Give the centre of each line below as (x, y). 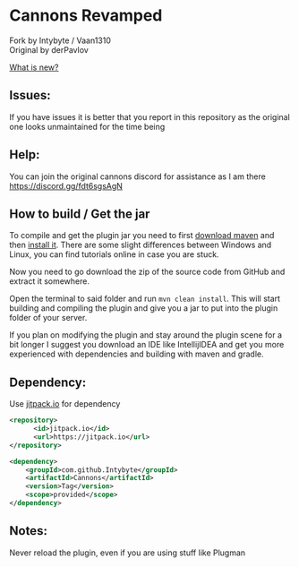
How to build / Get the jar (80, 214)
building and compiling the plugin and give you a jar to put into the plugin (144, 308)
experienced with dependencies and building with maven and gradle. (137, 354)
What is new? (34, 67)
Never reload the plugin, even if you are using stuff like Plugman (128, 553)
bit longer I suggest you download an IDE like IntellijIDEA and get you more (147, 345)
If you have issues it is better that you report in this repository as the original (150, 116)
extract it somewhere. (49, 281)
